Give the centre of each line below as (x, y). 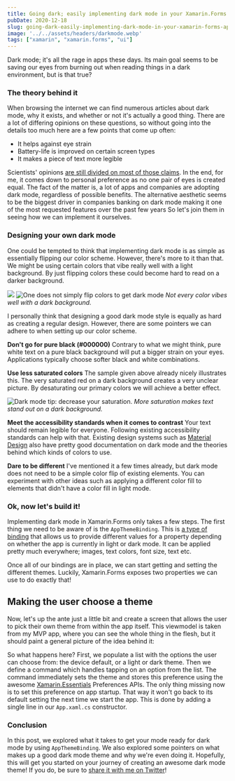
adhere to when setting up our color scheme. (72, 331)
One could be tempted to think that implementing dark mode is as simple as (116, 250)
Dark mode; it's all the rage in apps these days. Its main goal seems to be (113, 60)
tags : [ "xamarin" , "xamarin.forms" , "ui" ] (70, 40)
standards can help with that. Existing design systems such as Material (109, 437)
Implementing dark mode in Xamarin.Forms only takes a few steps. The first (116, 522)
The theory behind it (43, 93)
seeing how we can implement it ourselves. (70, 217)
